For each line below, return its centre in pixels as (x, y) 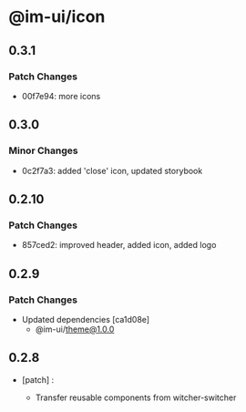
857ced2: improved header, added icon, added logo (119, 245)
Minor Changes (43, 150)
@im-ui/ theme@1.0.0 (75, 329)
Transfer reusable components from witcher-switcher (136, 397)
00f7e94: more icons (61, 96)
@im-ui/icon (57, 17)
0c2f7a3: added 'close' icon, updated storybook (112, 170)
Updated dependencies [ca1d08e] (86, 319)
